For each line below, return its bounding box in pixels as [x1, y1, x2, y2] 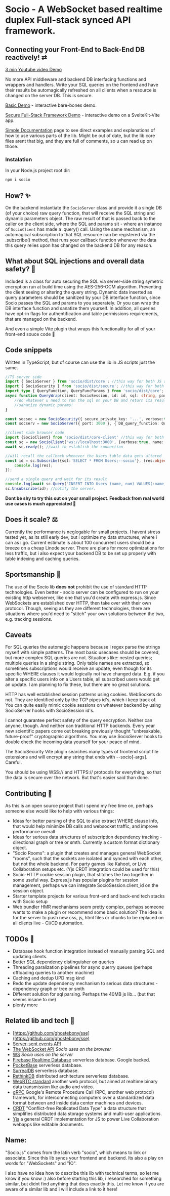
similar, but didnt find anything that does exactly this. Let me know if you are [5, 1180, 164, 1187]
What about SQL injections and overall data [5, 257, 144, 266]
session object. [12, 888, 45, 894]
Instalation [5, 156, 32, 163]
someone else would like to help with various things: [5, 808, 114, 814]
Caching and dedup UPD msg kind [12, 975, 85, 981]
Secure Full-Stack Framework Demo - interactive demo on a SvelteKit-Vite [5, 112, 160, 118]
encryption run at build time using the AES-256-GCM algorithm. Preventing [5, 283, 162, 289]
